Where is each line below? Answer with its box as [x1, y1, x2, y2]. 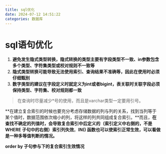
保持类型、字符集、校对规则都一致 [12, 87, 82, 93]
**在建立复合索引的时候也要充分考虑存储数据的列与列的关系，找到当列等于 [5, 108, 157, 114]
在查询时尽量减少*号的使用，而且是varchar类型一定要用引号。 [17, 98, 143, 104]
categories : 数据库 [5, 16, 43, 21]
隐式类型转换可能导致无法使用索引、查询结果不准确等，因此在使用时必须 [12, 69, 160, 75]
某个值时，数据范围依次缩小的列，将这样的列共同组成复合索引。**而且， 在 [5, 115, 157, 120]
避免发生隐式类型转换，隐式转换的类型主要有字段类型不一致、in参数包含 [12, 56, 160, 62]
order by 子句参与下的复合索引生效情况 [5, 144, 85, 150]
